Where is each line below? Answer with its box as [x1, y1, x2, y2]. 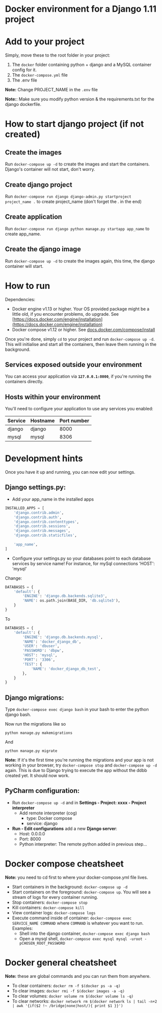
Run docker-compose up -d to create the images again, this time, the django [5, 258, 155, 264]
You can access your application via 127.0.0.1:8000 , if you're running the [5, 373, 152, 379]
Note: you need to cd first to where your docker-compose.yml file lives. [5, 874, 148, 880]
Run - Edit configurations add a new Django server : [12, 826, 117, 831]
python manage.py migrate [5, 749, 57, 753]
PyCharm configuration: [5, 787, 80, 795]
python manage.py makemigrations [5, 730, 73, 735]
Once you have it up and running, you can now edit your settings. [5, 469, 136, 475]
